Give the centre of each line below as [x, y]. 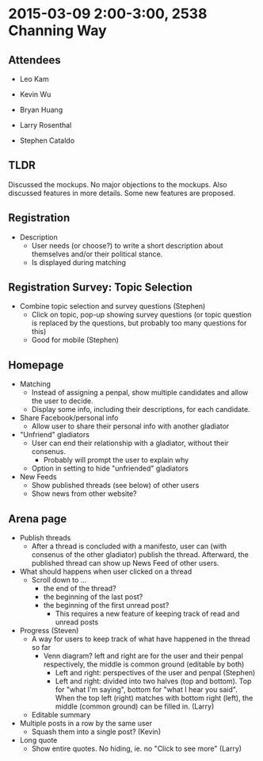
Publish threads [45, 538]
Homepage [36, 365]
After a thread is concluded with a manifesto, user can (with [129, 546]
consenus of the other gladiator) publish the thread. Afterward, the [140, 555]
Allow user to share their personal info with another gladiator [130, 426]
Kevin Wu [35, 94]
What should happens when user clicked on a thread [106, 571]
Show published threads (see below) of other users [115, 486]
